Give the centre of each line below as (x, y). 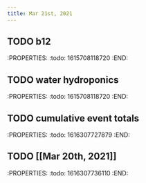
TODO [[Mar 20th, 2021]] (62, 156)
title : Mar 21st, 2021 (40, 13)
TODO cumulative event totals (73, 118)
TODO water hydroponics (63, 80)
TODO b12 (29, 42)
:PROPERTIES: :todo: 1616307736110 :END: (68, 173)
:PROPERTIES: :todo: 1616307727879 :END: (69, 135)
